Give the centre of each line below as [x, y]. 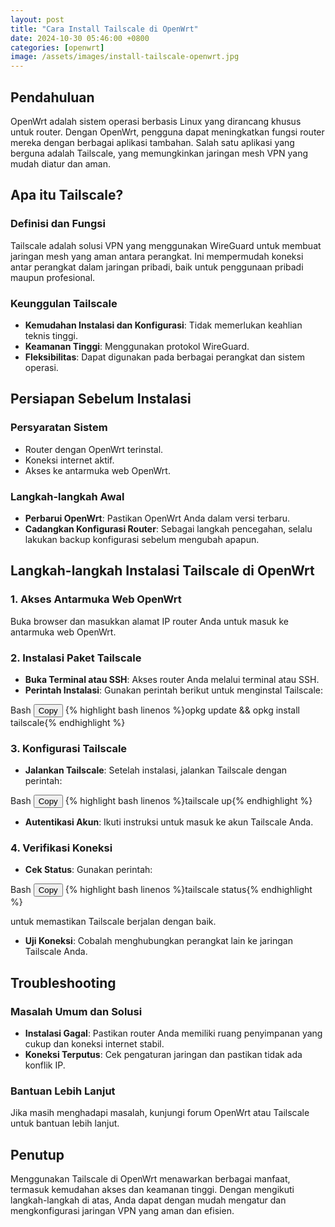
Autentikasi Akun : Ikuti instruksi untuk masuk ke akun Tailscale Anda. [169, 822]
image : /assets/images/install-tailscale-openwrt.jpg [125, 57]
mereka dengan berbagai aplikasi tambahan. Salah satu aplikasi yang [152, 142]
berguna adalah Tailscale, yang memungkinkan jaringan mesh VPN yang [159, 153]
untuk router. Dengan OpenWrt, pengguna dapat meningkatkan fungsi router [167, 132]
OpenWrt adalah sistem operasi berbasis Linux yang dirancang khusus [156, 121]
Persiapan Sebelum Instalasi [101, 399]
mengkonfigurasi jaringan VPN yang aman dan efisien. [122, 1211]
